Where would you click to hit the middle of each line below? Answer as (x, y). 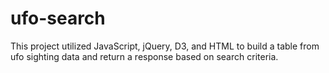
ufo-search (58, 18)
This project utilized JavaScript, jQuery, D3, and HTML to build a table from (165, 46)
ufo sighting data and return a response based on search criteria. (144, 56)
